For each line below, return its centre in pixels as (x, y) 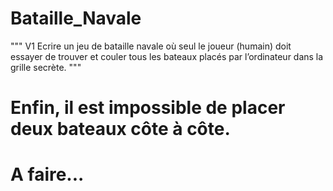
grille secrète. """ (46, 67)
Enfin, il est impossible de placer (148, 108)
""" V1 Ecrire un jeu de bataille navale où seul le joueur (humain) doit (151, 46)
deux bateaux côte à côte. (120, 129)
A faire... (47, 174)
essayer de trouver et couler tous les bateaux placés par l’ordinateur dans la (167, 56)
